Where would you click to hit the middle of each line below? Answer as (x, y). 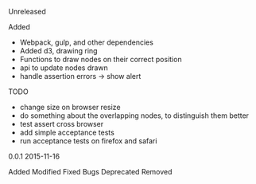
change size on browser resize (70, 107)
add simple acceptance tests (67, 132)
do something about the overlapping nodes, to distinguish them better (134, 115)
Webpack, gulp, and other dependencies (86, 42)
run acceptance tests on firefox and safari (88, 141)
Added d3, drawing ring (58, 51)
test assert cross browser (62, 124)
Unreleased (27, 12)
